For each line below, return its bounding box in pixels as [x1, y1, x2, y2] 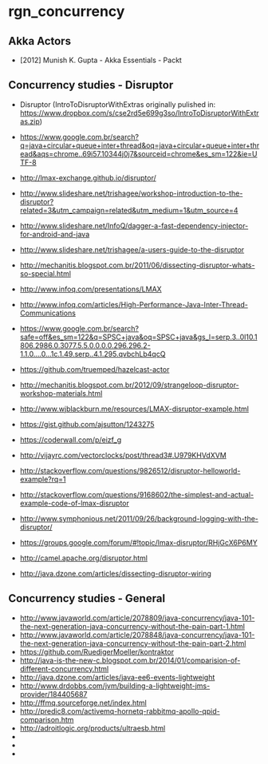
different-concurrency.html [19, 663, 109, 673]
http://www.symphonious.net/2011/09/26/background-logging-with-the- [19, 513, 259, 523]
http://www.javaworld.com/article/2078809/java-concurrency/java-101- [19, 613, 255, 623]
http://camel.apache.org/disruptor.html [19, 553, 148, 563]
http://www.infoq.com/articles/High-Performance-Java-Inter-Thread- [19, 299, 249, 309]
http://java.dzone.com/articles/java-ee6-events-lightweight [19, 672, 215, 682]
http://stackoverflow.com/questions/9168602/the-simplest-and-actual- [19, 489, 254, 499]
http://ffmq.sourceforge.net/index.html [19, 698, 148, 707]
